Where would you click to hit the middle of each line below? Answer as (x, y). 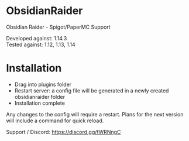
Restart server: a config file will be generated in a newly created (92, 90)
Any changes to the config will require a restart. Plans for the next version (95, 114)
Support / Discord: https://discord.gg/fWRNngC (63, 132)
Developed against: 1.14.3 (37, 38)
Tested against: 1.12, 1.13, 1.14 (41, 44)
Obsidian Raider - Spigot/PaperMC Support (58, 27)
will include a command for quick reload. (55, 121)
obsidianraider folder (40, 97)
